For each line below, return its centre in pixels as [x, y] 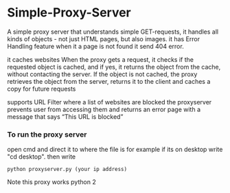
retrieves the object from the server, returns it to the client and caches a [109, 81]
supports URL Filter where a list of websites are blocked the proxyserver [110, 102]
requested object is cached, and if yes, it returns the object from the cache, [114, 67]
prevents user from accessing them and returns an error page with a [104, 109]
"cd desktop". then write [42, 157]
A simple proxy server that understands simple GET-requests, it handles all [113, 32]
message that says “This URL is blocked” [65, 116]
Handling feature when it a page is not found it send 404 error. [95, 46]
